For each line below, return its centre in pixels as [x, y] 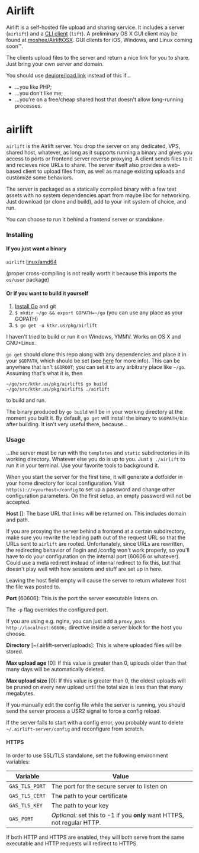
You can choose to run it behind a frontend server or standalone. [85, 219]
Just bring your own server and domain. [55, 64]
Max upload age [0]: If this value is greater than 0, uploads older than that [97, 663]
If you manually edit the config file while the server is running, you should [96, 704]
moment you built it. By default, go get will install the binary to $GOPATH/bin [97, 418]
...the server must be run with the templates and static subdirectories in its [98, 453]
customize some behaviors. [40, 177]
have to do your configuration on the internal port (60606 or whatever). [93, 556]
